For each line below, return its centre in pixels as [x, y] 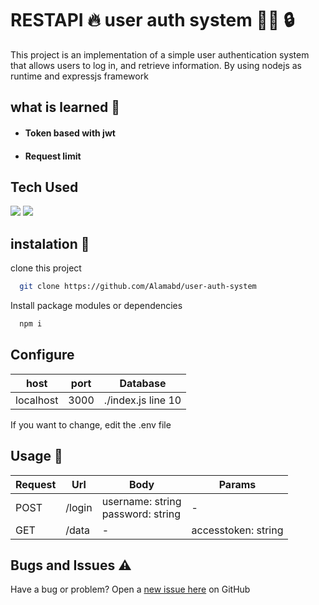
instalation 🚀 [50, 243]
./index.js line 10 [142, 400]
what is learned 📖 [65, 107]
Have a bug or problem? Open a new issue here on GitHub [130, 589]
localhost [37, 400]
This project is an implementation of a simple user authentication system [160, 54]
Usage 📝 [36, 456]
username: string [141, 501]
